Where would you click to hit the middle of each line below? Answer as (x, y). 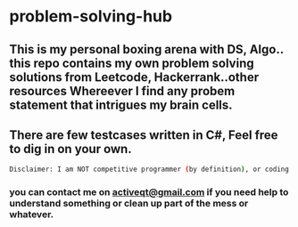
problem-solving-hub (91, 16)
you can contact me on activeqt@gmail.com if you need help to (149, 192)
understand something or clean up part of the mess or (129, 204)
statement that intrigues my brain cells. (121, 105)
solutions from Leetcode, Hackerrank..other (134, 77)
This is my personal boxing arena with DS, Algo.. (146, 49)
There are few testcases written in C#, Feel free (144, 135)
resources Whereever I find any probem (122, 91)
